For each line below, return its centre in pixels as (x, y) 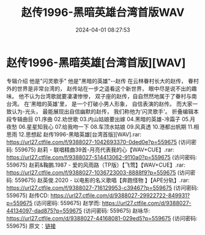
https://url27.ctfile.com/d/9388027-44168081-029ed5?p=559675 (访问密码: (102, 218)
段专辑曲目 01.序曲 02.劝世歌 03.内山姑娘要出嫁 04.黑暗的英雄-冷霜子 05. (98, 119)
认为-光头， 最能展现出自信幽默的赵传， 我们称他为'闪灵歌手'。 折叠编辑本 (105, 111)
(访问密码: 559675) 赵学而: (67, 203)
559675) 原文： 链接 (31, 226)
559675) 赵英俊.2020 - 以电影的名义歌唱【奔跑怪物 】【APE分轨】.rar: (102, 180)
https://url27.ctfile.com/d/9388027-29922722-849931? (120, 195)
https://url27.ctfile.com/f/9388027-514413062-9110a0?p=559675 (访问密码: (102, 157)
